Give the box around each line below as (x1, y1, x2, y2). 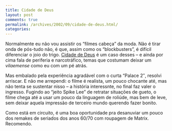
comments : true (5, 17, 38, 22)
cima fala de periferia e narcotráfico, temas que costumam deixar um (5, 57, 151, 63)
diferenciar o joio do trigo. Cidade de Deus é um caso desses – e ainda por (5, 52, 163, 58)
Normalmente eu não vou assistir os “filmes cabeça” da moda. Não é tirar (5, 41, 161, 47)
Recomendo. (5, 121, 32, 127)
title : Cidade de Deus (5, 7, 54, 13)
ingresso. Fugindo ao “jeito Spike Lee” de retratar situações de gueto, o (5, 89, 157, 95)
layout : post (5, 12, 33, 17)
